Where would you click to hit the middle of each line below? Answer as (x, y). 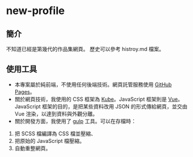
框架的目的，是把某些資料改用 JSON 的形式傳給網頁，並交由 (115, 106)
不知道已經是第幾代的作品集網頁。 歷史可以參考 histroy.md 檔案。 (85, 49)
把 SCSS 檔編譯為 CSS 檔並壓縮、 (55, 134)
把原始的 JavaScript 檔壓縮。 (50, 141)
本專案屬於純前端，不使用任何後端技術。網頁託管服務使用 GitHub (93, 84)
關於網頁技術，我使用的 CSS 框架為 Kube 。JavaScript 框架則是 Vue (96, 99)
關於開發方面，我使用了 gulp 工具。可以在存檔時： (75, 121)
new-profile (35, 11)
